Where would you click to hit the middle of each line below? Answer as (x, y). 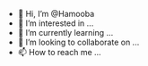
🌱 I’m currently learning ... (65, 33)
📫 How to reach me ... (59, 52)
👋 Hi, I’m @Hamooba (56, 14)
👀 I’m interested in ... (56, 23)
